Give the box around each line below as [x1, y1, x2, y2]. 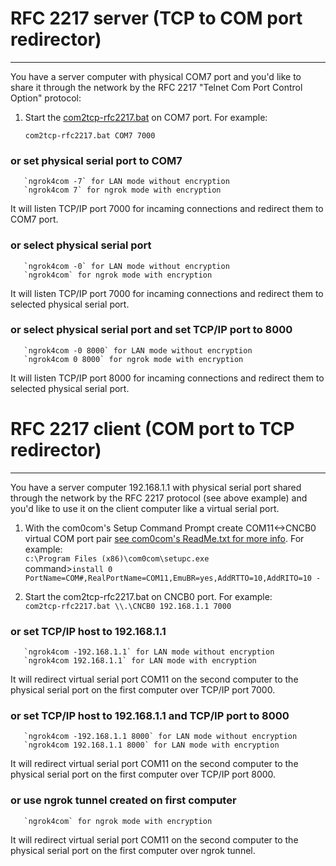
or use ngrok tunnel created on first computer [10, 793, 237, 807]
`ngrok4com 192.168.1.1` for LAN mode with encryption [23, 656, 257, 666]
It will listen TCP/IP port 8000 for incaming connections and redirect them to [10, 372, 325, 384]
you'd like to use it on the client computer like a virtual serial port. [10, 502, 280, 514]
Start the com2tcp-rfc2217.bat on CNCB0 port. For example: [24, 590, 273, 602]
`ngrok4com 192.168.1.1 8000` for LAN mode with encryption [23, 740, 280, 751]
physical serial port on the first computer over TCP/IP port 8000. [10, 768, 277, 781]
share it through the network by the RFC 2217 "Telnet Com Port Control [10, 81, 303, 93]
